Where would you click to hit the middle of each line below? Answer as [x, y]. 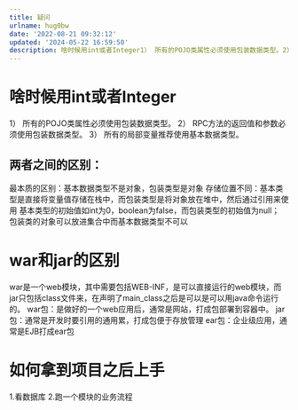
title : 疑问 [30, 17]
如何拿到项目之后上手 [87, 370]
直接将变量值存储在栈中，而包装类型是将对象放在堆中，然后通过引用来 [153, 199]
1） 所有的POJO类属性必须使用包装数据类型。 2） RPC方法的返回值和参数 [144, 123]
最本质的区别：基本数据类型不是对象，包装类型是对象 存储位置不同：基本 [142, 188]
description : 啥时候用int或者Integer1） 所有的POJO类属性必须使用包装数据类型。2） [152, 51]
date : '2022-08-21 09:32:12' [63, 34]
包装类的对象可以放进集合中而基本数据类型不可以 [98, 221]
